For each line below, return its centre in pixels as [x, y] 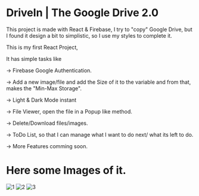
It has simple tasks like [34, 59]
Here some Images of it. [66, 171]
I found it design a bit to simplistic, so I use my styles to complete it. [89, 35]
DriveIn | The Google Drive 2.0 [83, 13]
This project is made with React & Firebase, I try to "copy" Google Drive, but [99, 29]
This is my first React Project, [42, 47]
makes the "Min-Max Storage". [44, 88]
